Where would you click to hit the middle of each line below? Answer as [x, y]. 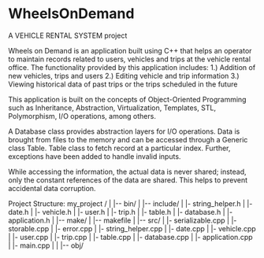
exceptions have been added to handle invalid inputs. [95, 156]
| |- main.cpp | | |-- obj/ [46, 245]
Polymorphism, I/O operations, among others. [82, 116]
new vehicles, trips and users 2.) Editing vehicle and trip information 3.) [124, 76]
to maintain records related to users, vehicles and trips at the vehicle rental [129, 59]
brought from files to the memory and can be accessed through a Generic [128, 139]
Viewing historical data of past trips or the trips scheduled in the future [123, 84]
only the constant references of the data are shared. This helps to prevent [128, 180]
